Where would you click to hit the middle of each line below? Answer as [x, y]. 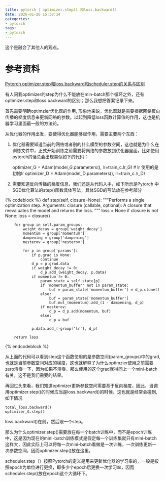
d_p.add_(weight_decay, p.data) [73, 272]
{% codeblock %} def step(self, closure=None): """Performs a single [75, 200]
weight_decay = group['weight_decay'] [63, 229]
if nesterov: [54, 307]
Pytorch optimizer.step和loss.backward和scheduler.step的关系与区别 [75, 84]
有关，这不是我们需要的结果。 [35, 375]
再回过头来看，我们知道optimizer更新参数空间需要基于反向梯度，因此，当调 [82, 386]
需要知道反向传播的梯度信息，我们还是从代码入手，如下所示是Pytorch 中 [85, 184]
